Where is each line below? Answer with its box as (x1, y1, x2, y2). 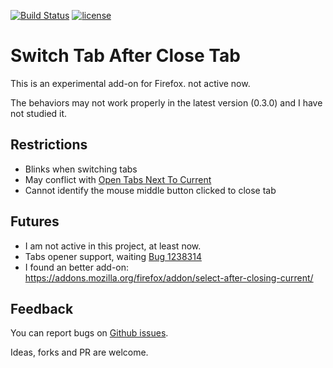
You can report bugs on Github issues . (10, 327, 169, 339)
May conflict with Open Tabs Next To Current (24, 173, 212, 185)
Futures (10, 213, 60, 230)
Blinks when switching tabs (24, 163, 138, 175)
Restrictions (10, 136, 88, 154)
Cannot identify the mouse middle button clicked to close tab (24, 184, 277, 196)
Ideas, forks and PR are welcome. (10, 346, 149, 359)
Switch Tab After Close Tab (10, 45, 241, 67)
